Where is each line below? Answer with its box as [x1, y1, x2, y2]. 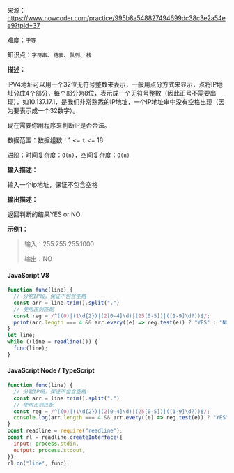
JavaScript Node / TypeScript [7, 366, 95, 375]
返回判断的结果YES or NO [7, 210, 81, 218]
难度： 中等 [7, 36, 36, 44]
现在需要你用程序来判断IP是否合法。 [7, 121, 111, 129]
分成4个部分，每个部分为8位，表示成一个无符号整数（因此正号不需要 [13, 89, 210, 97]
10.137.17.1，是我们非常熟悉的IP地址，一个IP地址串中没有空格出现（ [28, 98, 219, 106]
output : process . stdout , [13, 446, 86, 453]
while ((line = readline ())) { [7, 338, 98, 345]
